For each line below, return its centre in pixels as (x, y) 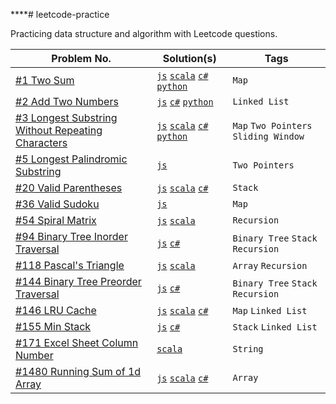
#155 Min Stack (53, 326)
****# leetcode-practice (60, 14)
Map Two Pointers (272, 125)
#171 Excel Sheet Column (77, 342)
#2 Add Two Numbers (67, 101)
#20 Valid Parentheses (69, 187)
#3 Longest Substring (66, 117)
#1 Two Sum (45, 80)
